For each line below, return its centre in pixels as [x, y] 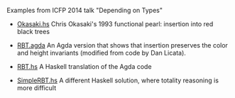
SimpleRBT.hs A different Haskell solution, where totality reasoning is [118, 80]
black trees [33, 32]
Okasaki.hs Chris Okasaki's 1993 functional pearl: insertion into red [115, 24]
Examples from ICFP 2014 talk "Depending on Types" [84, 10]
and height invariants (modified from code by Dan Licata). [101, 53]
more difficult [37, 88]
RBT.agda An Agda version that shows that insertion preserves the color [122, 45]
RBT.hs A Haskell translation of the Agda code [84, 66]
